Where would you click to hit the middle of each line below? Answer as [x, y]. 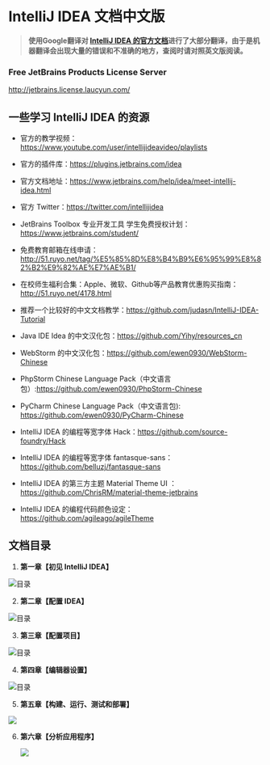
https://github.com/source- [183, 432]
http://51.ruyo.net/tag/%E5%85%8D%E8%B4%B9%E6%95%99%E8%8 [141, 259]
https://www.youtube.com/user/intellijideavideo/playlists [114, 147]
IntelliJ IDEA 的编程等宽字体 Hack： [79, 432]
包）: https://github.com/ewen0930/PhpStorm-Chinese [111, 389]
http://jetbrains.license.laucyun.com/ [69, 90]
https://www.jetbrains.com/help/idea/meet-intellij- [153, 181]
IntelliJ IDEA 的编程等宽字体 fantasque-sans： [96, 458]
